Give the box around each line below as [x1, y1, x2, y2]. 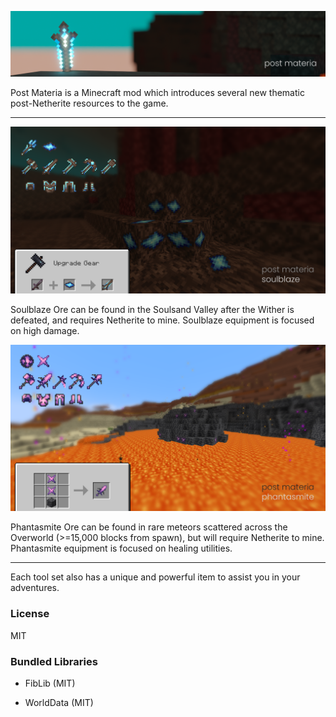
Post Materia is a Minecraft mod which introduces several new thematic [10, 86, 305, 98]
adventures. [10, 582, 60, 594]
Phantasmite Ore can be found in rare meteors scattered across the [10, 521, 288, 533]
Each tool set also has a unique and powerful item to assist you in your [10, 571, 301, 583]
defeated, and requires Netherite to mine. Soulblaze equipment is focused [10, 314, 315, 326]
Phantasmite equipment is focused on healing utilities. [10, 542, 233, 555]
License [10, 607, 50, 621]
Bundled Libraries [10, 654, 98, 668]
